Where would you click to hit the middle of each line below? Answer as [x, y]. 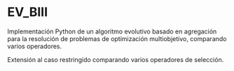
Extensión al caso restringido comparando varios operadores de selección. [116, 59]
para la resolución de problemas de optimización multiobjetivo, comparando [117, 38]
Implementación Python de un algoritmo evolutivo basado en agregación [112, 31]
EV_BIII [28, 12]
